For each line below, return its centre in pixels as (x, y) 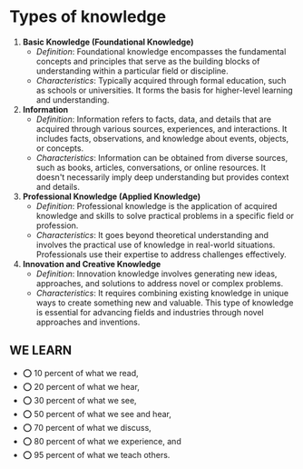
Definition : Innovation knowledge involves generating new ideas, (156, 274)
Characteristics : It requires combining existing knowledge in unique (162, 293)
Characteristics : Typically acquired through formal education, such (161, 80)
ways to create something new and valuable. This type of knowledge (165, 303)
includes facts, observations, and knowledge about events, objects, (162, 138)
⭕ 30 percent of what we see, (80, 400)
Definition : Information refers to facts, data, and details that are (154, 119)
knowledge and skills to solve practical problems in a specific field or (165, 215)
